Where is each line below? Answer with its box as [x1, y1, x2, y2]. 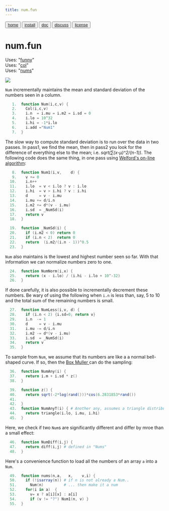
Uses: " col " [5, 62, 29, 68]
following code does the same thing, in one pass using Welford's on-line [5, 154, 155, 161]
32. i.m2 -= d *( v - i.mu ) [10, 330, 71, 336]
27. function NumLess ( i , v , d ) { [10, 307, 80, 312]
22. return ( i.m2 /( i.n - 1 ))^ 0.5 [10, 239, 89, 244]
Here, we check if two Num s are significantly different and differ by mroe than [5, 424, 164, 431]
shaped [5, 359, 21, 365]
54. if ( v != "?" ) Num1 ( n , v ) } [10, 496, 89, 501]
